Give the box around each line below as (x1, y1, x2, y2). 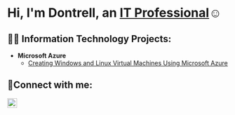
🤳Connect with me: (7, 79, 93, 91)
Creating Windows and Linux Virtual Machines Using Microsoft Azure (27, 59, 228, 67)
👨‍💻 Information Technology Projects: (7, 33, 172, 45)
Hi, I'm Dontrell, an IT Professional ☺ (7, 5, 222, 21)
